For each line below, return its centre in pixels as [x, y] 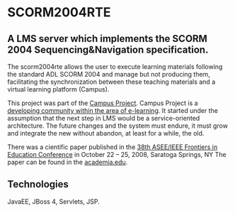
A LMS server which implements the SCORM [107, 39]
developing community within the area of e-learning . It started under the [113, 110]
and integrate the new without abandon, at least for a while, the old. [106, 133]
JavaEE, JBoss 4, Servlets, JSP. [54, 201]
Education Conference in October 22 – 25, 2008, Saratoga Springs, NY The [117, 154]
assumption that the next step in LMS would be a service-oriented [104, 118]
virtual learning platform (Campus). [58, 89]
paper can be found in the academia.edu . [68, 162]
